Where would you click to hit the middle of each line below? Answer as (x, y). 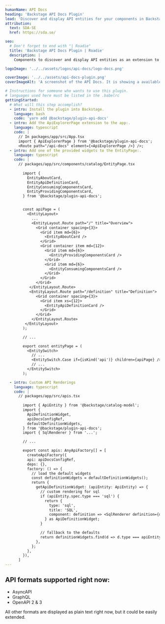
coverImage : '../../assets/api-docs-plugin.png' (56, 78)
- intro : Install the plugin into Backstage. (57, 109)
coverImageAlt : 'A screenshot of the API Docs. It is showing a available (83, 82)
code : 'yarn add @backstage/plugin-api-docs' (61, 119)
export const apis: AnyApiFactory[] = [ (65, 451)
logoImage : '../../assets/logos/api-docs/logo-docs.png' (65, 69)
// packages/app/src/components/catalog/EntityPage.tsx (76, 164)
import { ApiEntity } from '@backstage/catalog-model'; (81, 406)
